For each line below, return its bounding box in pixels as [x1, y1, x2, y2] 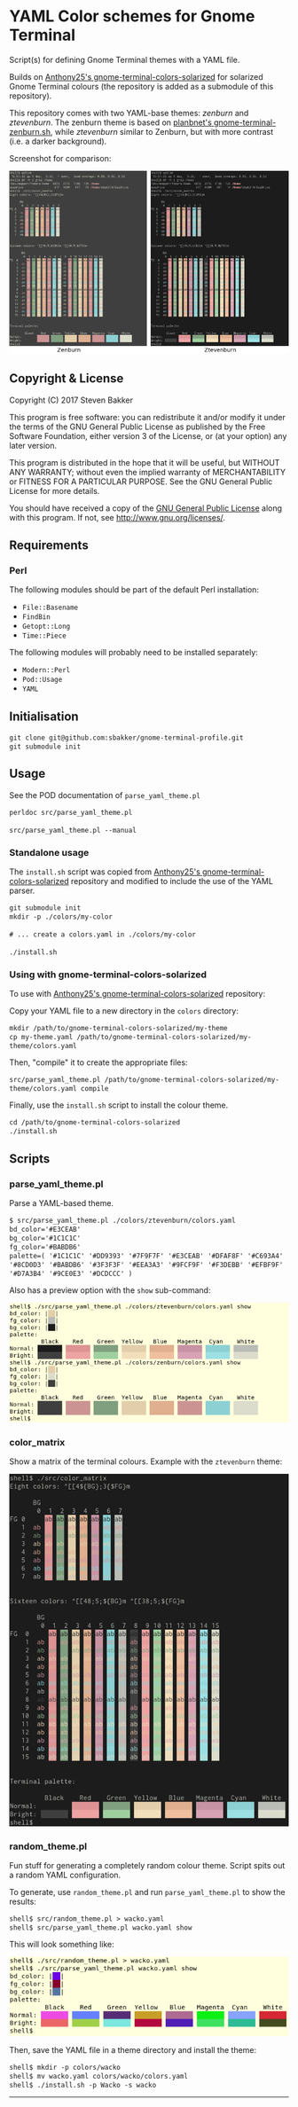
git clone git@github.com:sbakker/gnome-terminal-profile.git [9, 733, 244, 742]
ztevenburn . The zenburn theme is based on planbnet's [9, 117, 213, 128]
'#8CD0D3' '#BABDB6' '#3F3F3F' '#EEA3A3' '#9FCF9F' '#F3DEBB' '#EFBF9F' [9, 1261, 284, 1270]
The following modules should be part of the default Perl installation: [9, 584, 260, 595]
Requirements [9, 537, 89, 552]
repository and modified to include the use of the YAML [70, 876, 273, 887]
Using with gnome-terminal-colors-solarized [9, 968, 207, 981]
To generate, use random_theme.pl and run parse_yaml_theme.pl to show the [9, 1887, 286, 1898]
